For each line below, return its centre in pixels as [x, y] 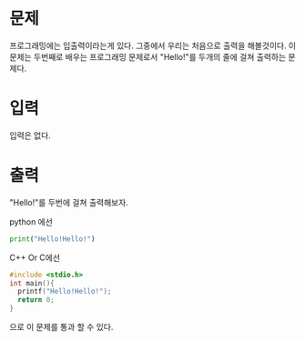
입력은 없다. [30, 135]
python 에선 [31, 221]
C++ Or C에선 [35, 257]
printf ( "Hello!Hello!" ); [65, 292]
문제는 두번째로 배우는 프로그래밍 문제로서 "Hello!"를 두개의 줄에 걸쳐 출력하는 [148, 56]
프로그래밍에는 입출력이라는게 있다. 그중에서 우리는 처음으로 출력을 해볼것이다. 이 [153, 45]
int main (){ [32, 283]
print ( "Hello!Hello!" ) [52, 239]
